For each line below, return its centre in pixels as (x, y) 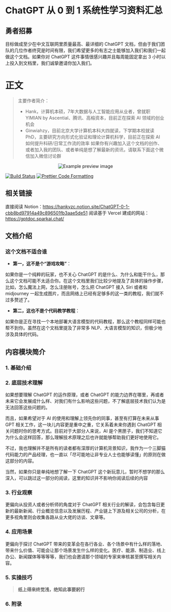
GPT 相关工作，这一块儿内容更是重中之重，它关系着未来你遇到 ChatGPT (81, 425)
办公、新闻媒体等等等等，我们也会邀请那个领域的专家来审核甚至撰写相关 (81, 557)
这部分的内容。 (21, 461)
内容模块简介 (25, 352)
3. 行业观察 (19, 492)
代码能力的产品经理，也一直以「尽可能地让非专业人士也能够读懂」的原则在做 (85, 455)
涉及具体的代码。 (23, 335)
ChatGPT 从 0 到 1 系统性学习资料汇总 (84, 10)
